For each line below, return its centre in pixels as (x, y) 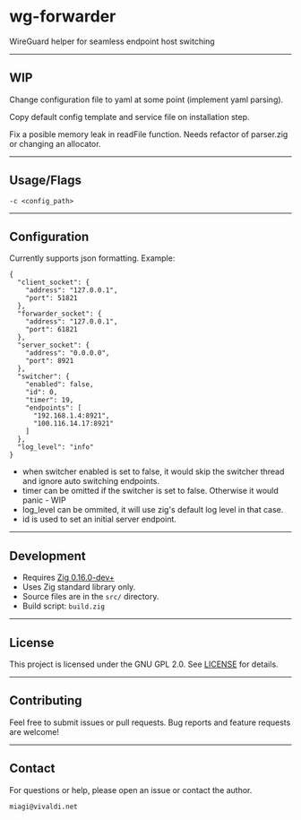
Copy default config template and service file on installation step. (129, 117)
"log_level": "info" (56, 447)
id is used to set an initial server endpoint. (99, 519)
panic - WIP (44, 500)
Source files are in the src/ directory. (90, 597)
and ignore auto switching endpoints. (90, 481)
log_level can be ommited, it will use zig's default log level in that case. (153, 510)
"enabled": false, (60, 384)
